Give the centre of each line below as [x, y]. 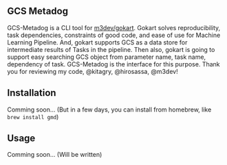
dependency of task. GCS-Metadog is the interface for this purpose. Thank [113, 64]
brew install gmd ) [33, 116]
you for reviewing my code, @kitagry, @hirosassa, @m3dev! [93, 71]
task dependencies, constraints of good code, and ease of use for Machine [114, 35]
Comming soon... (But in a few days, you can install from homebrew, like [109, 110]
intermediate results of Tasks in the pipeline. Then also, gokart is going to [111, 49]
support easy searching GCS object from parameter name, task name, [107, 57]
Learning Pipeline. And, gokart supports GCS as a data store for [97, 42]
